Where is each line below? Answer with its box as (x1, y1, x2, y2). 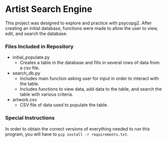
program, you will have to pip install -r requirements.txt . (5, 131, 129, 137)
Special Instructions (5, 115, 55, 122)
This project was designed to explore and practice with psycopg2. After (5, 20, 152, 26)
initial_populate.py (12, 54, 50, 60)
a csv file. (19, 65, 40, 71)
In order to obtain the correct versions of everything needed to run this (5, 126, 150, 132)
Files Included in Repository (5, 43, 74, 50)
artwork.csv (12, 97, 37, 103)
